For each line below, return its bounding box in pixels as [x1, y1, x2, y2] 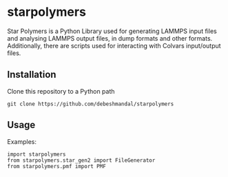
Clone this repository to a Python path [7, 87, 115, 95]
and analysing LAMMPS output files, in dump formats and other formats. [7, 34, 213, 42]
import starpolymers [7, 151, 67, 158]
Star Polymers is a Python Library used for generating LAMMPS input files [7, 27, 217, 35]
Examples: [7, 137, 37, 145]
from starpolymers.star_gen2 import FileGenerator [7, 156, 156, 164]
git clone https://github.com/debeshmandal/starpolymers [7, 101, 174, 107]
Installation [7, 69, 56, 81]
